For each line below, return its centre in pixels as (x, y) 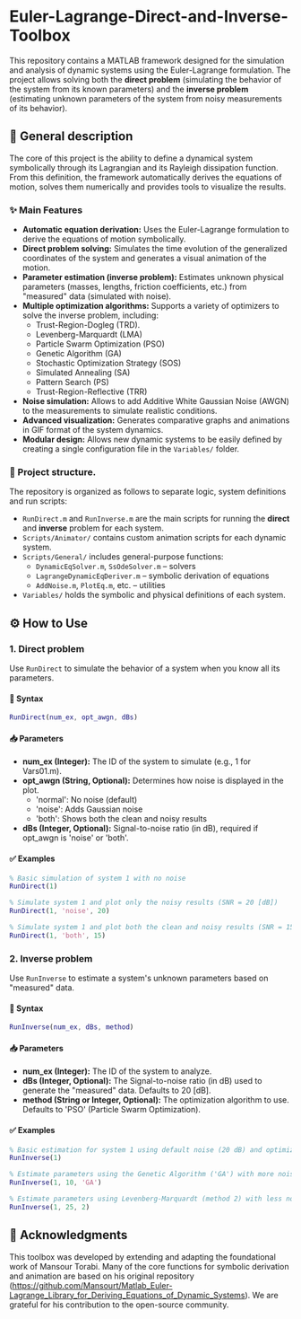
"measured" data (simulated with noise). (97, 296)
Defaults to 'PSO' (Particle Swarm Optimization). (112, 1110)
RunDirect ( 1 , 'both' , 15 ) (57, 936)
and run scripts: (39, 501)
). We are (262, 1295)
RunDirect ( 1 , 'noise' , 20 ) (60, 911)
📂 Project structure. (53, 471)
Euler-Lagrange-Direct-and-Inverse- (149, 17)
